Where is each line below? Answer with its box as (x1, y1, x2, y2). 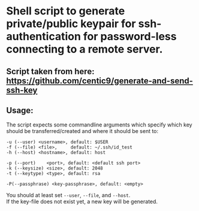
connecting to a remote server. (6, 43, 163, 56)
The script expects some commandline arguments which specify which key (6, 121, 193, 128)
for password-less (83, 30, 177, 43)
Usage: (6, 105, 34, 115)
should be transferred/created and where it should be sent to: (6, 128, 159, 135)
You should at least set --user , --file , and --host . (6, 192, 131, 199)
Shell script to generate (6, 4, 125, 18)
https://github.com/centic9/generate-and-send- (6, 76, 194, 86)
